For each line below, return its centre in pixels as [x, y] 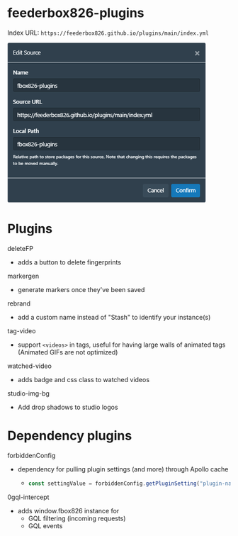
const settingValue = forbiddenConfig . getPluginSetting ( [114, 484]
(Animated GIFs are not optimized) [68, 352]
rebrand [19, 303]
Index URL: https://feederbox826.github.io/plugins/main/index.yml [108, 33]
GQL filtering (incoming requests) [77, 518]
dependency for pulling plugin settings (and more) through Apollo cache [123, 469]
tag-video [22, 330]
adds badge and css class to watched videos [84, 379]
